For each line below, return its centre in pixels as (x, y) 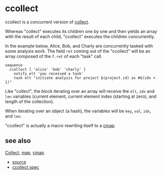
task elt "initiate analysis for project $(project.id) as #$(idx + (85, 78)
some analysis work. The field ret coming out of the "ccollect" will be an (78, 51)
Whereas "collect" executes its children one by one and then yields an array (81, 31)
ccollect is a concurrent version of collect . (47, 22)
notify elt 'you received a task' (49, 73)
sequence (14, 65)
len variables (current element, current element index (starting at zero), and (81, 96)
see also (18, 141)
